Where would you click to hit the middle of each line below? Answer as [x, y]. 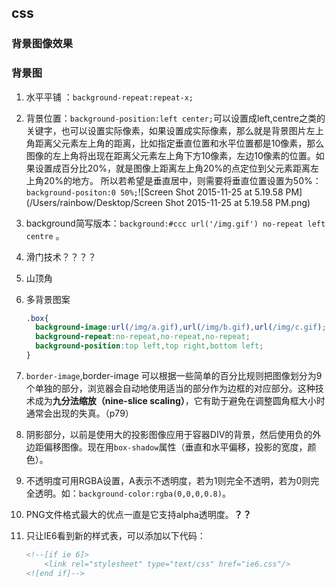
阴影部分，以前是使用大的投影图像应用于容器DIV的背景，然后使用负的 [169, 434]
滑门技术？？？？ [61, 257]
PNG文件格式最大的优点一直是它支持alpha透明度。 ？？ [138, 514]
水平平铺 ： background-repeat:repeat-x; [109, 97]
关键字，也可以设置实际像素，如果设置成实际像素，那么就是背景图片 [166, 130]
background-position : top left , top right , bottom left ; [149, 346]
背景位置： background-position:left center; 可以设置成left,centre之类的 [175, 118]
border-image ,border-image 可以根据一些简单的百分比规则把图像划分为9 [174, 375]
